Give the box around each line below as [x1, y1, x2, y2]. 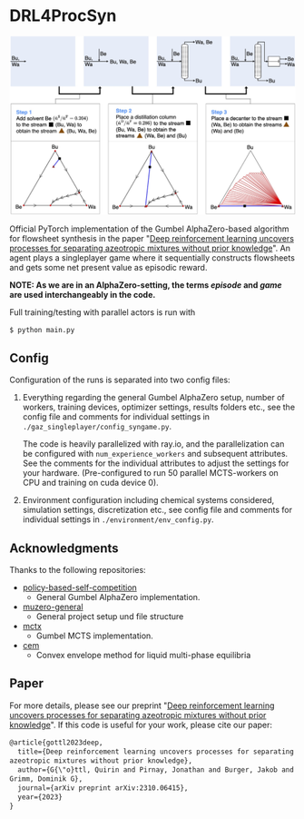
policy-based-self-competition [22, 582, 138, 593]
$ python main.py [9, 326, 75, 335]
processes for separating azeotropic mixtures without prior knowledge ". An [9, 242, 291, 254]
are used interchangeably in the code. [9, 290, 156, 301]
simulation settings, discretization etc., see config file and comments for [22, 505, 293, 516]
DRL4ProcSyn [9, 5, 117, 26]
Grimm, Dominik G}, [9, 774, 83, 784]
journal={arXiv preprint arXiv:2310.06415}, [17, 783, 189, 793]
